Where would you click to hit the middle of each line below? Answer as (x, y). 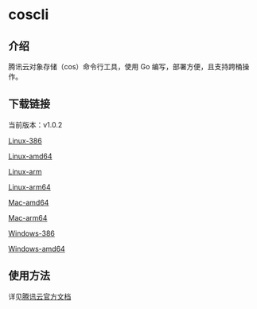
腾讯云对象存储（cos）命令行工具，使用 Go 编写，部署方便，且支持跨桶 (125, 66)
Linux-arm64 (29, 187)
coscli (29, 15)
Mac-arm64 (28, 217)
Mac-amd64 (29, 202)
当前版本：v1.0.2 (35, 124)
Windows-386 (32, 233)
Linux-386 (25, 140)
